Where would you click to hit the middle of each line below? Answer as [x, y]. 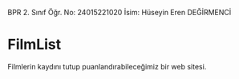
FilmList [34, 45]
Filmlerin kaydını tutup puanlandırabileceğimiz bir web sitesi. [107, 66]
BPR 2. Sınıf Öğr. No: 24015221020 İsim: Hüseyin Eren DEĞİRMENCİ [119, 12]
